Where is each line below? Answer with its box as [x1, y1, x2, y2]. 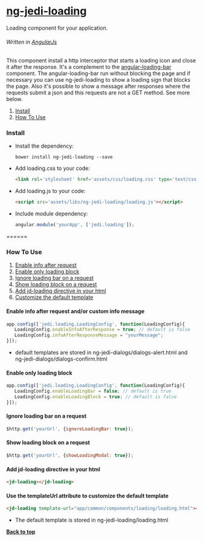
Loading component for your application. [6, 24, 108, 31]
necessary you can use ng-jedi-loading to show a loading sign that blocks [6, 76, 191, 84]
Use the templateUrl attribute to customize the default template [6, 492, 169, 499]
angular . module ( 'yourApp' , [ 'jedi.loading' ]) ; [14, 222, 135, 228]
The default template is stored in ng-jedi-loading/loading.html [14, 516, 169, 524]
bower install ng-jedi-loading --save [14, 154, 113, 160]
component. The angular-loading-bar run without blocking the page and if [6, 70, 190, 77]
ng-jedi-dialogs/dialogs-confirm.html [14, 355, 108, 362]
